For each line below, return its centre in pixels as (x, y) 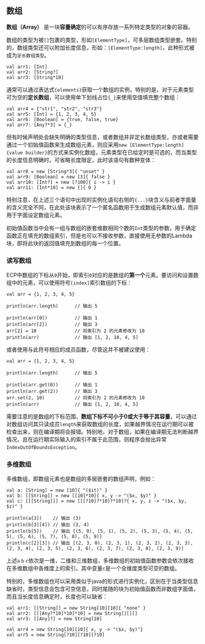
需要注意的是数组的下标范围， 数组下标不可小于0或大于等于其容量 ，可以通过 (102, 416)
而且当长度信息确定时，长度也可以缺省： (57, 597)
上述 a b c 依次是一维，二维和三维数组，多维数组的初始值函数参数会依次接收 (100, 561)
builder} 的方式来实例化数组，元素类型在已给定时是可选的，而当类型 (111, 152)
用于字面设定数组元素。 (36, 215)
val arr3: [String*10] (35, 77)
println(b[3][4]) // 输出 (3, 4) (48, 525)
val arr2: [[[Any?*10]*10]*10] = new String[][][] (72, 613)
